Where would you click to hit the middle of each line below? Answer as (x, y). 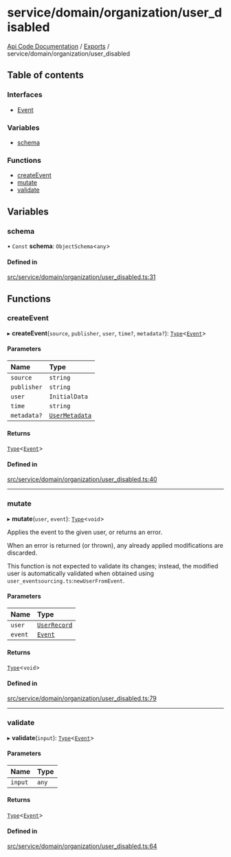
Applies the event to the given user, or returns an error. (85, 532)
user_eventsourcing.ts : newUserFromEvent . (66, 580)
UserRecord (55, 625)
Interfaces (25, 95)
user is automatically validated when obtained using (81, 573)
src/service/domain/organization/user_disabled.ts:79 (82, 698)
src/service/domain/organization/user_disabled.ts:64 (82, 846)
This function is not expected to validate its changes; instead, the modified (113, 566)
